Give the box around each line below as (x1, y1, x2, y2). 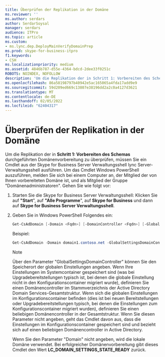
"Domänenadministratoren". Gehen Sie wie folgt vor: (5, 183, 111, 189)
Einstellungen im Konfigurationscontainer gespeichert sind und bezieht (12, 321, 156, 327)
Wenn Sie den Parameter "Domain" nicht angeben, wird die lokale (12, 336, 146, 342)
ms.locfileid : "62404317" (5, 103, 58, 108)
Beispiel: (12, 230, 30, 236)
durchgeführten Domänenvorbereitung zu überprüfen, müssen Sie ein (5, 156, 147, 162)
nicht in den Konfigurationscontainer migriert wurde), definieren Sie (12, 279, 149, 286)
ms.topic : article (5, 35, 43, 40)
